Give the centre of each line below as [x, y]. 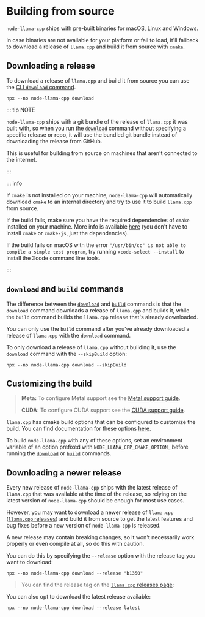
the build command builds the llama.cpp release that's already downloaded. [102, 317]
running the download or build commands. [59, 453]
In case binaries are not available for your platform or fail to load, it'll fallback [103, 40]
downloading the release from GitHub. [54, 141]
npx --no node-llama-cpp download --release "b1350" [75, 573]
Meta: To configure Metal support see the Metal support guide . [101, 398]
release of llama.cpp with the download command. [69, 335]
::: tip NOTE [21, 110]
